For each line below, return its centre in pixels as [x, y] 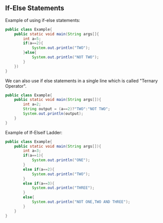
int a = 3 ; [32, 151]
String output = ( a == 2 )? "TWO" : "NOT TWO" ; [67, 109]
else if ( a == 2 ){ [39, 169]
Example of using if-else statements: [43, 20]
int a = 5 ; [32, 39]
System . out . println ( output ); [53, 114]
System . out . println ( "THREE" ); [63, 188]
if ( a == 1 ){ [33, 156]
